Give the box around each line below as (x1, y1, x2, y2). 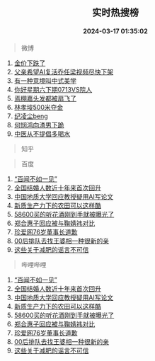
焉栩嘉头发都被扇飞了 (13, 94, 76, 103)
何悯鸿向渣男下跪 (13, 120, 64, 129)
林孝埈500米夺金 (13, 103, 64, 111)
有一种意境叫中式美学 (13, 76, 76, 85)
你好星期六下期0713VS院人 (13, 85, 93, 93)
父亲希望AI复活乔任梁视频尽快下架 (13, 67, 114, 76)
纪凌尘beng (13, 112, 48, 120)
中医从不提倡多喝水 (13, 130, 71, 138)
